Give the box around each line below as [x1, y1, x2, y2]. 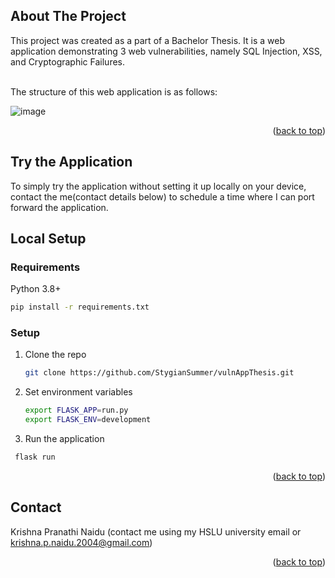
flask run [14, 452, 56, 463]
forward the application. [10, 201, 109, 213]
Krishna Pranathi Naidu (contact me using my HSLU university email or [10, 525, 302, 538]
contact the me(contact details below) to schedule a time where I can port [10, 190, 315, 203]
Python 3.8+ [10, 283, 62, 295]
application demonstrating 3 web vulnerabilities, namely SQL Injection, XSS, [10, 45, 323, 57]
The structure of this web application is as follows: [10, 85, 218, 98]
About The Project [10, 8, 127, 25]
